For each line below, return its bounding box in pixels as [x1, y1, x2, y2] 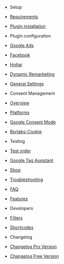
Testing [9, 138, 26, 144]
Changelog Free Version [9, 253, 59, 259]
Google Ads [9, 43, 34, 48]
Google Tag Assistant [9, 158, 54, 163]
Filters [9, 215, 23, 220]
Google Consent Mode [9, 119, 56, 125]
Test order [9, 148, 31, 154]
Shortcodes [9, 224, 33, 230]
